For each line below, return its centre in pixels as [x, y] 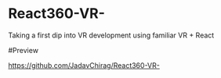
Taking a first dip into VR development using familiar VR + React [111, 35]
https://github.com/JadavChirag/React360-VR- [84, 65]
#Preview [24, 50]
